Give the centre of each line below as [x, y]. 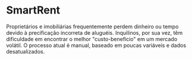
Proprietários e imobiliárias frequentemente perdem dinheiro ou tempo [92, 26]
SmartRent [33, 10]
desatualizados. [26, 51]
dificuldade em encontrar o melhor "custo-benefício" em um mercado [92, 39]
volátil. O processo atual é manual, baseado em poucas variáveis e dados [96, 45]
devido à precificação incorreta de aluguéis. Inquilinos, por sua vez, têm [95, 32]
